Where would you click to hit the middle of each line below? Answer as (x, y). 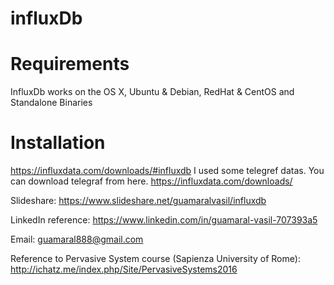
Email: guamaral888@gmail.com (77, 239)
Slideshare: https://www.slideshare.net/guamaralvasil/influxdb (138, 201)
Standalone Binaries (51, 103)
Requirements (70, 64)
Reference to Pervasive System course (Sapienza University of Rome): (155, 259)
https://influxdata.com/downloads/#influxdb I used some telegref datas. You (167, 171)
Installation (58, 143)
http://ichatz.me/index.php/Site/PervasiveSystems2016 (124, 269)
